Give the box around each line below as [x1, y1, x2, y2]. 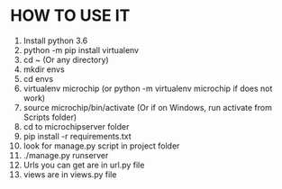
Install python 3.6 [23, 35, 88, 46]
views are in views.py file [23, 168, 117, 180]
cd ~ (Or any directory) [23, 54, 109, 65]
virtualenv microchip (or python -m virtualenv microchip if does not [23, 83, 273, 94]
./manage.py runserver [23, 149, 109, 160]
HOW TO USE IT [10, 5, 131, 26]
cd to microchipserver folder [23, 121, 130, 131]
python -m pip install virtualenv [23, 44, 139, 55]
